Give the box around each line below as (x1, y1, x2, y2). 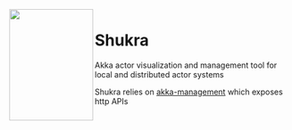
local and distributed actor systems (95, 69, 225, 79)
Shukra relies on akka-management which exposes (95, 86, 283, 97)
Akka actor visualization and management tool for (95, 60, 278, 70)
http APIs (95, 95, 129, 106)
